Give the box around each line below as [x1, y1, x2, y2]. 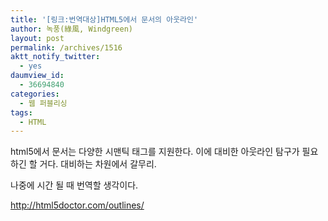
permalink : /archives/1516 [10, 42, 123, 53]
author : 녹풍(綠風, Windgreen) [10, 24, 134, 34]
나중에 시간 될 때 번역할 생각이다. [10, 179, 139, 191]
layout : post [10, 33, 65, 43]
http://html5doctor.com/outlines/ [10, 199, 145, 211]
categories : [10, 89, 60, 99]
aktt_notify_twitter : [10, 52, 101, 62]
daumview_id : [10, 71, 65, 81]
